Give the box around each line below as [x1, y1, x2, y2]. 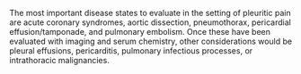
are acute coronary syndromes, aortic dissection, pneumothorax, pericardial [9, 17, 292, 28]
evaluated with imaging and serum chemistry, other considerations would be [9, 36, 293, 46]
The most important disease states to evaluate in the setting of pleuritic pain [9, 8, 291, 18]
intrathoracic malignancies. [9, 55, 110, 65]
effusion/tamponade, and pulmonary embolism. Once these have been [9, 27, 271, 37]
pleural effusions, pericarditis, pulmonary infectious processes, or [9, 45, 253, 56]
